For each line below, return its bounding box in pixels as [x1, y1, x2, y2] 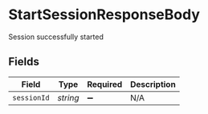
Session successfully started [8, 32, 104, 41]
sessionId [12, 93, 50, 102]
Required [87, 78, 123, 89]
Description [129, 78, 177, 89]
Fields [8, 55, 40, 69]
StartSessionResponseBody [8, 6, 201, 24]
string [57, 92, 80, 103]
